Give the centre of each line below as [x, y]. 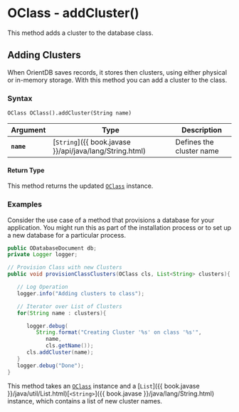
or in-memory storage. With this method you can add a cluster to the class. [117, 80]
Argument [28, 130]
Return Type [26, 170]
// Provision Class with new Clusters [65, 268]
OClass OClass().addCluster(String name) [70, 113]
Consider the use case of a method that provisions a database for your [111, 220]
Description [202, 130]
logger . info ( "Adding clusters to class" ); [80, 293]
